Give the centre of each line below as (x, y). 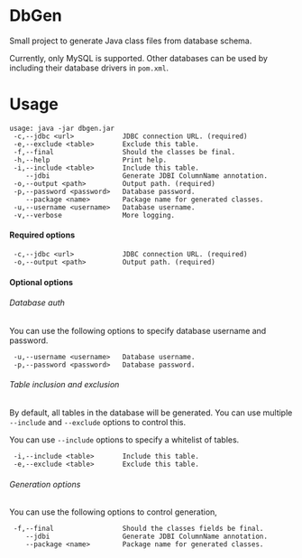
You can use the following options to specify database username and (138, 330)
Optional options (41, 282)
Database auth (37, 302)
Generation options (45, 484)
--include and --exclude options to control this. (98, 423)
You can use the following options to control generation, (114, 512)
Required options (42, 235)
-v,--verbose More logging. (94, 215)
